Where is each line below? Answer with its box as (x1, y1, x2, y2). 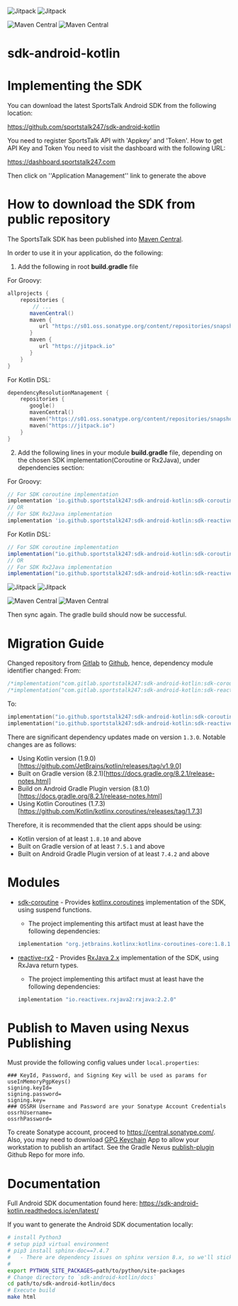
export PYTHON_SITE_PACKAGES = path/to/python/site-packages (7, 1267, 186, 1274)
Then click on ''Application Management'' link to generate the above (7, 171, 207, 180)
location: (7, 109, 33, 117)
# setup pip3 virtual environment (7, 1241, 110, 1248)
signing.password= (7, 1091, 62, 1098)
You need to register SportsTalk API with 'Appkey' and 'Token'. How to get (7, 136, 223, 145)
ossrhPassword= (7, 1116, 52, 1123)
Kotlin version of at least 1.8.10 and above (17, 834, 142, 843)
